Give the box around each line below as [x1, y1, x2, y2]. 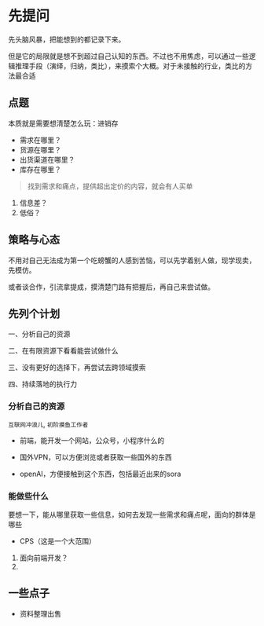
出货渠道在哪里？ [19, 155, 75, 164]
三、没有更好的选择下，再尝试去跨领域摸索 [8, 363, 146, 372]
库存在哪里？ [19, 164, 61, 174]
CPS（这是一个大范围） [19, 536, 96, 546]
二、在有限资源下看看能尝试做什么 [8, 346, 119, 356]
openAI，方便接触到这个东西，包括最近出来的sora [19, 469, 181, 478]
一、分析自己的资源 [8, 329, 71, 339]
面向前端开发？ [19, 553, 68, 562]
